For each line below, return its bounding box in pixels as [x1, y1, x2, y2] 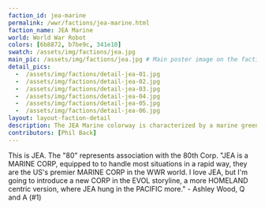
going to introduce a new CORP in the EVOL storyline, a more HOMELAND [8, 175, 248, 185]
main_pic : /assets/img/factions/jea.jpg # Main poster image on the [8, 56, 238, 64]
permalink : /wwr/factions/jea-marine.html [8, 19, 150, 27]
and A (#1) [8, 192, 42, 202]
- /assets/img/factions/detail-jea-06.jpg [15, 107, 160, 115]
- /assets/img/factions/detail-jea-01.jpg [15, 70, 160, 78]
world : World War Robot [8, 33, 87, 42]
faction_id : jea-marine [8, 11, 87, 20]
